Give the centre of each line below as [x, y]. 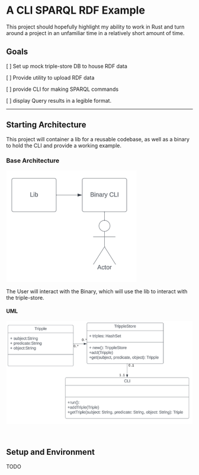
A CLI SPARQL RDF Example [76, 10]
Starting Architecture [46, 125]
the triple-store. [25, 297]
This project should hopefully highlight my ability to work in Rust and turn [95, 27]
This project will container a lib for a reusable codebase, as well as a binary [98, 139]
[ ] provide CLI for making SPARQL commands [62, 89]
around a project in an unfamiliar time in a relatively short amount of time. [95, 33]
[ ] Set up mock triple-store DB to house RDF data [67, 66]
